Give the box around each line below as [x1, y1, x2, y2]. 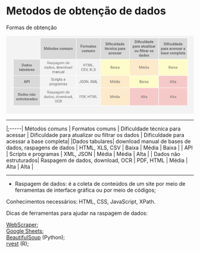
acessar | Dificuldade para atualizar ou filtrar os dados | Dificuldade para [6, 131, 185, 138]
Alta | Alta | [6, 163, 34, 170]
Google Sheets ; [6, 227, 44, 235]
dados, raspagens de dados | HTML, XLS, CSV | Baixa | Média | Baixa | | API [6, 144, 193, 151]
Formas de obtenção [6, 24, 57, 31]
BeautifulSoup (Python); [6, 233, 65, 240]
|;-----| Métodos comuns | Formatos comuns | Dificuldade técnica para [6, 125, 181, 132]
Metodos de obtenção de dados [6, 4, 167, 18]
